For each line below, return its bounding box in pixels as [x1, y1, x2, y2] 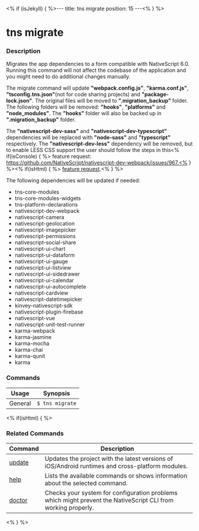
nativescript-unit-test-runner [14, 321, 85, 328]
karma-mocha [14, 340, 50, 347]
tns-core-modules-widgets [14, 195, 81, 202]
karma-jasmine [14, 334, 52, 341]
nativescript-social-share [14, 239, 76, 246]
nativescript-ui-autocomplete [14, 283, 86, 290]
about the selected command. [44, 479, 128, 488]
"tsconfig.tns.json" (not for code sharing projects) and [6, 91, 140, 98]
